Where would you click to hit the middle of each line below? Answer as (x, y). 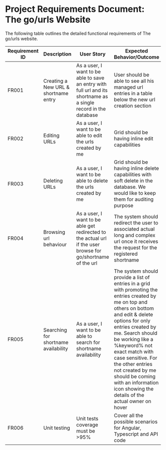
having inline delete (136, 168)
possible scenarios (136, 421)
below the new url (135, 99)
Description (57, 54)
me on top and (131, 302)
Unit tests (87, 418)
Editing (51, 135)
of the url (87, 263)
